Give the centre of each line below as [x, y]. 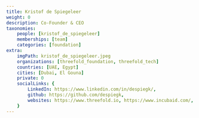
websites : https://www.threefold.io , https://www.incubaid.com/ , [111, 100]
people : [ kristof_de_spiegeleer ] [59, 34]
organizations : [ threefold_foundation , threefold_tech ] [88, 61]
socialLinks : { [36, 84]
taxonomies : [21, 28]
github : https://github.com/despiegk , [76, 95]
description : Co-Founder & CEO [45, 23]
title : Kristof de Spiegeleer [44, 12]
